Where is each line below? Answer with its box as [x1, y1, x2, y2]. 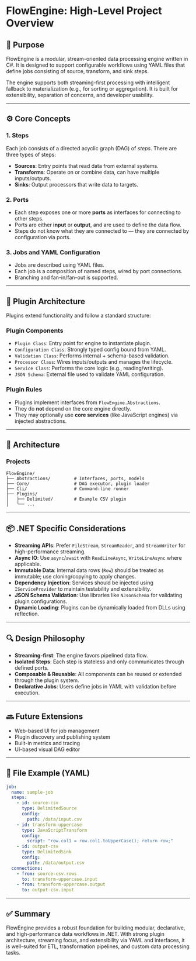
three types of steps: [6, 151, 57, 158]
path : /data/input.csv [27, 816, 82, 822]
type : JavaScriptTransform [21, 827, 87, 833]
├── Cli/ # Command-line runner [6, 486, 129, 492]
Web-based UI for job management [14, 727, 100, 734]
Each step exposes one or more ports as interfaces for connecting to [14, 209, 181, 216]
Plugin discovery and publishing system [14, 733, 111, 740]
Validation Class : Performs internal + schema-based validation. [14, 352, 170, 359]
